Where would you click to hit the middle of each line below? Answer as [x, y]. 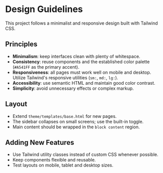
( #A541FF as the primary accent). [46, 67]
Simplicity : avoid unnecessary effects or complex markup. [73, 88]
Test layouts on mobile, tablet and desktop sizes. [63, 165]
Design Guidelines [44, 9]
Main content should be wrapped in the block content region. [76, 127]
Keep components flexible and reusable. [54, 160]
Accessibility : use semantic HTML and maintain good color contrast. [84, 83]
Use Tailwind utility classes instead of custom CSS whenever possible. [86, 154]
